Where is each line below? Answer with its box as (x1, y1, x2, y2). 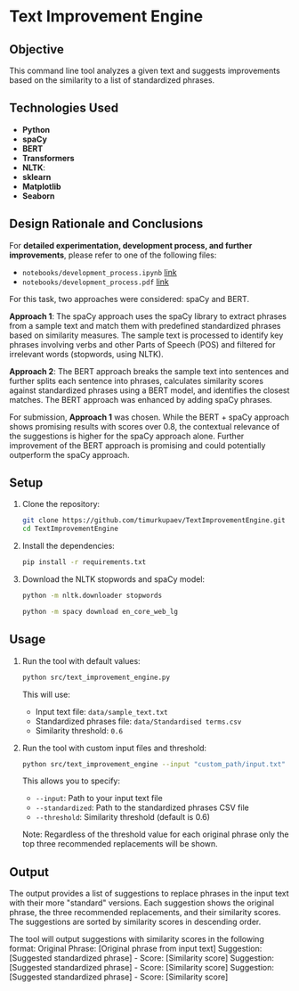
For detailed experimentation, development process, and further (9, 240, 253, 250)
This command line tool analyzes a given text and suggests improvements (9, 65, 280, 76)
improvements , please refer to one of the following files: (9, 250, 217, 260)
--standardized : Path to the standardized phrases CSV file (35, 802, 249, 813)
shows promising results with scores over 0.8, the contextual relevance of (9, 421, 280, 431)
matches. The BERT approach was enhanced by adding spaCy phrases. (9, 394, 273, 405)
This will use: (21, 689, 71, 700)
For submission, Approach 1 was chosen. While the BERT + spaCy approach (9, 412, 290, 422)
